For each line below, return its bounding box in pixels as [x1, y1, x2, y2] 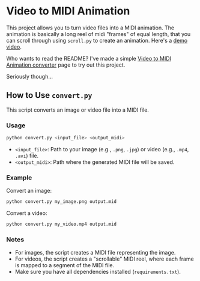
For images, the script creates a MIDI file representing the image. [14, 249, 176, 256]
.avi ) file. [14, 152, 39, 159]
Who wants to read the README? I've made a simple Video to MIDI [6, 55, 172, 62]
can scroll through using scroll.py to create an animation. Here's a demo [6, 37, 188, 44]
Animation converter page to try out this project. [6, 61, 126, 68]
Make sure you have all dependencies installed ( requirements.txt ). [14, 268, 181, 276]
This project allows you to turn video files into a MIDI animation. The [6, 24, 175, 31]
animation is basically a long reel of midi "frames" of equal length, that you [6, 30, 191, 37]
